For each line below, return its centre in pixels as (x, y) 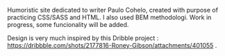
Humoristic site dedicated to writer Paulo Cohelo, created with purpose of (113, 10)
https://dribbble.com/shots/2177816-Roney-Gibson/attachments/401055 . (112, 45)
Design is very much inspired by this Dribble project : (83, 38)
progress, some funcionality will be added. (68, 25)
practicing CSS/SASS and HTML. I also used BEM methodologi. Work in (109, 17)
